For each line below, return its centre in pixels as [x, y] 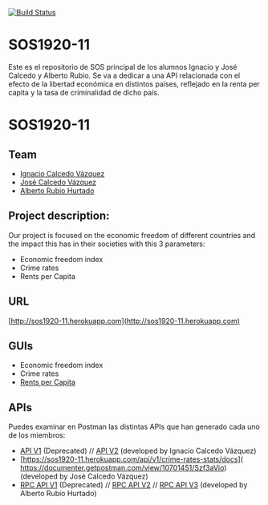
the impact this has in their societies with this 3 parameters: [107, 244]
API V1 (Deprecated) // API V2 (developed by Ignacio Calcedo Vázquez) [138, 451]
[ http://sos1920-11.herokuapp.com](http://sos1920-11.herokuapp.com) [124, 321]
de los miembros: [37, 435]
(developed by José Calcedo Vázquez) [84, 476]
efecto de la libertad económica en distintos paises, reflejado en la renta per [134, 83]
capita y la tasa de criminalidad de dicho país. [84, 92]
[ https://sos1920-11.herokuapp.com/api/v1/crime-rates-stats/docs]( [131, 459]
